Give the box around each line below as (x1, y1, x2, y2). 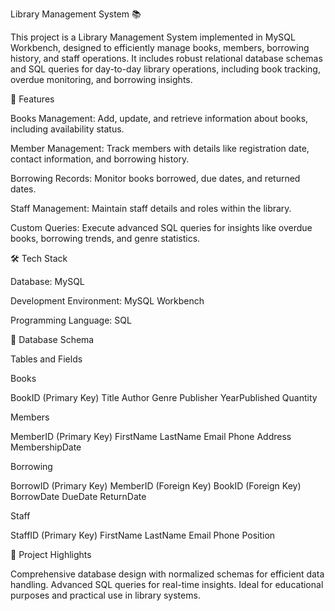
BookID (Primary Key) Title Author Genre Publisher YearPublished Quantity (10, 392, 318, 403)
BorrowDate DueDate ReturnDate (10, 491, 147, 502)
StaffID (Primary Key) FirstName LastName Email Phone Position (10, 529, 276, 541)
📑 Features (10, 93, 55, 105)
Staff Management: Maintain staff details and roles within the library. (10, 203, 292, 214)
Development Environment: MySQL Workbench (10, 295, 205, 307)
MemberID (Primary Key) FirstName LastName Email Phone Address (10, 431, 292, 442)
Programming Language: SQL (10, 314, 132, 326)
